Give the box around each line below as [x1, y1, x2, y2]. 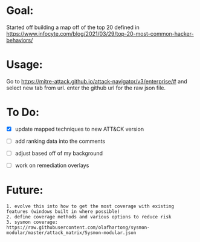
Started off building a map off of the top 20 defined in [6, 24, 140, 31]
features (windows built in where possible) [6, 209, 120, 215]
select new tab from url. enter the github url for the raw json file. [6, 84, 166, 91]
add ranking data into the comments [15, 137, 106, 145]
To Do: [6, 105, 40, 119]
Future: [6, 183, 44, 197]
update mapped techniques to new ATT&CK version [15, 125, 144, 132]
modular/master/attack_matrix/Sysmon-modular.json [6, 230, 137, 236]
